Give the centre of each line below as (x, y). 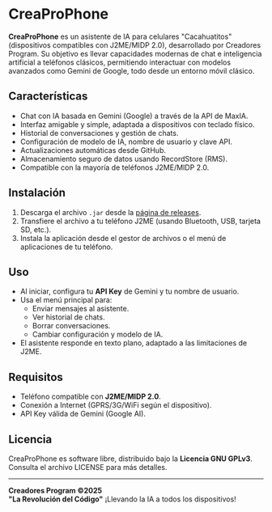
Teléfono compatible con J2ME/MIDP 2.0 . (91, 396)
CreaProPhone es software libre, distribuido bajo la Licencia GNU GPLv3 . (131, 459)
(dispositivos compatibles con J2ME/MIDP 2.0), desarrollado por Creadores (135, 44)
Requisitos (36, 377)
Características (48, 97)
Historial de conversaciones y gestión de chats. (99, 133)
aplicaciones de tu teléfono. (66, 247)
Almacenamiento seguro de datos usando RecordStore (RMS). (124, 159)
